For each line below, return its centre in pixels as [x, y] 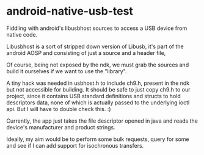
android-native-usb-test [70, 11]
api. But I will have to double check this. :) [59, 109]
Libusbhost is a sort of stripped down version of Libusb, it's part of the [95, 46]
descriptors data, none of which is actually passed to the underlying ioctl [98, 103]
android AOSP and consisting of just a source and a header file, [86, 52]
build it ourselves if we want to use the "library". [67, 71]
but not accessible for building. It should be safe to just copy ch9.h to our [98, 89]
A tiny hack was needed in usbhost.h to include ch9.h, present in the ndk [98, 83]
